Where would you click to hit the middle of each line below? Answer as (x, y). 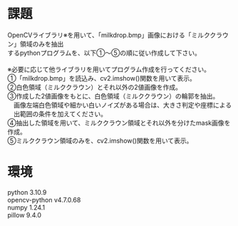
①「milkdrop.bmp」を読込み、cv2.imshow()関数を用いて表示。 (102, 78)
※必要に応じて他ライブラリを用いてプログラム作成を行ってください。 (109, 69)
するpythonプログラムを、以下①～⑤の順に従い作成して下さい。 (104, 53)
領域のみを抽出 (42, 43)
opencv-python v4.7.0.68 (44, 200)
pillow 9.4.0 (24, 215)
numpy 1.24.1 (26, 207)
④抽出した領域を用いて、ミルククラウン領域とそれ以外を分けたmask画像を (119, 123)
